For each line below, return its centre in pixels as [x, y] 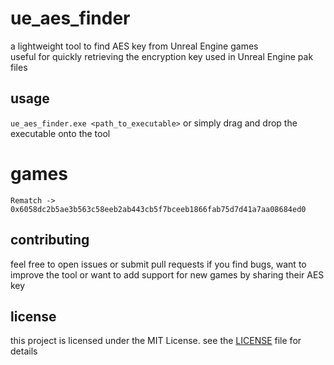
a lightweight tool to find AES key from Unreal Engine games [134, 46]
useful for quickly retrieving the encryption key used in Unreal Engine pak [162, 56]
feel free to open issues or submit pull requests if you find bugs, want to [158, 264]
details [24, 351]
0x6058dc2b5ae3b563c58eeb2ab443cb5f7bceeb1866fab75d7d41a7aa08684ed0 [158, 209]
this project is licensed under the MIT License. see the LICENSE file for [156, 341]
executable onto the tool [60, 133]
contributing [50, 240]
